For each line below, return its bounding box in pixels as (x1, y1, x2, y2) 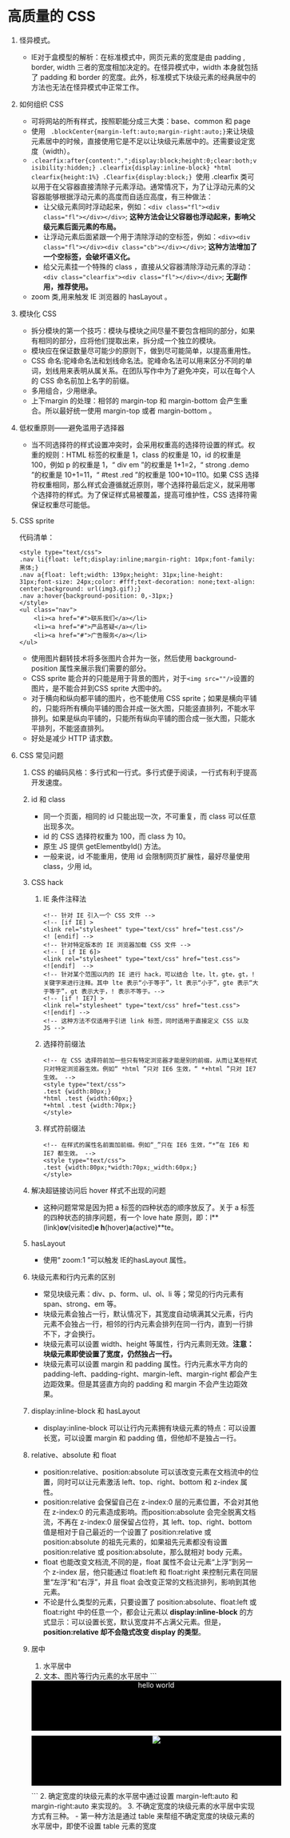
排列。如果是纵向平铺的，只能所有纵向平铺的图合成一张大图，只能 (30, 713, 248, 723)
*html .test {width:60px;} (42, 1094, 133, 1103)
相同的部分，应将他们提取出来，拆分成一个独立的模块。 (38, 335, 220, 345)
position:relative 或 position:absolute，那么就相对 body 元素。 (42, 1547, 247, 1556)
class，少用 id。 (42, 861, 97, 871)
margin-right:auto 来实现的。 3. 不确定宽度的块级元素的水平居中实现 (30, 1801, 255, 1811)
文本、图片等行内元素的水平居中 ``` (42, 1671, 157, 1680)
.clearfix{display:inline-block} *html (98, 163, 232, 172)
